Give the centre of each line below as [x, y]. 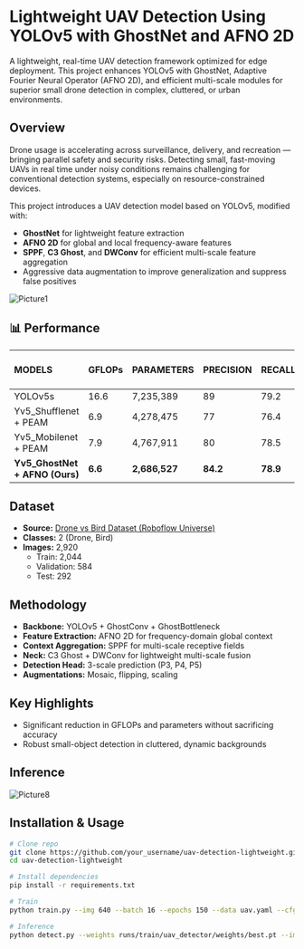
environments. [36, 99]
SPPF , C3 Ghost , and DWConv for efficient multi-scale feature [139, 252]
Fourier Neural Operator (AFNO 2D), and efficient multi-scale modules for [146, 80]
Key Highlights [52, 703]
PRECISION [228, 369]
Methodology [48, 604]
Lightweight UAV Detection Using [138, 17]
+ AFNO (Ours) [47, 474]
